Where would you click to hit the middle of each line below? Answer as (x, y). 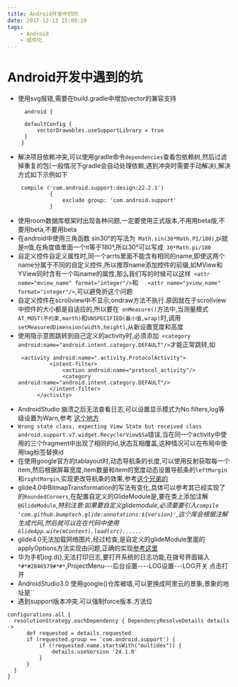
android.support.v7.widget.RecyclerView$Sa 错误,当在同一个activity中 (119, 435)
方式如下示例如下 (42, 175)
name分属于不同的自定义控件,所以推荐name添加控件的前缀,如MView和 (120, 265)
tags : (15, 27)
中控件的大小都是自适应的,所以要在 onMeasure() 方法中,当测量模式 (113, 310)
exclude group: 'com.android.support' (120, 200)
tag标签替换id (44, 452)
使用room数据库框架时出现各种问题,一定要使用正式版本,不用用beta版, (118, 221)
